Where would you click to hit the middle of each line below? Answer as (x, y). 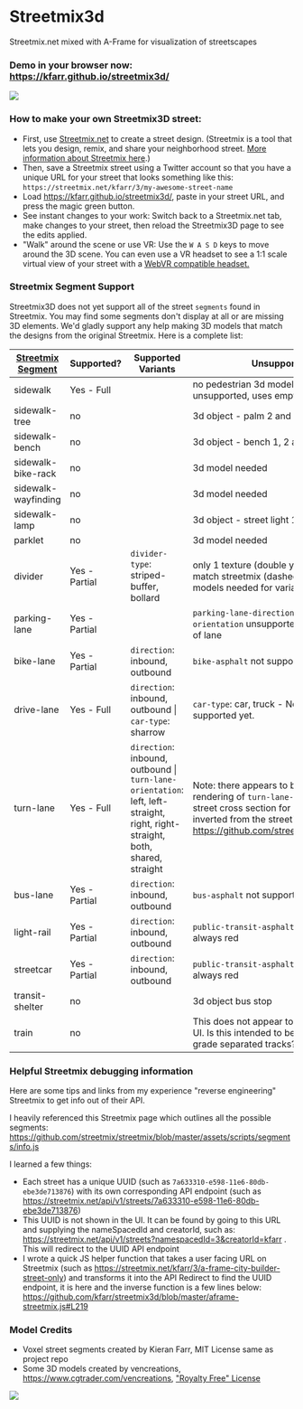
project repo (46, 1359)
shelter (28, 1007)
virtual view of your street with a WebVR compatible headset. (136, 263)
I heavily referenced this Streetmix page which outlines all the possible (141, 1118)
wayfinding (37, 499)
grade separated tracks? (244, 1044)
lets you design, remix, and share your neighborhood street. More (144, 148)
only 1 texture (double (239, 565)
